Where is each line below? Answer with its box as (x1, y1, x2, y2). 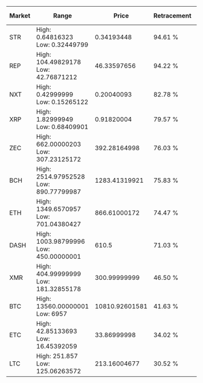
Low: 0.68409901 (36, 123, 89, 131)
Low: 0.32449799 (36, 40, 89, 49)
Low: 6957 (36, 310, 68, 318)
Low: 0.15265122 (36, 98, 89, 106)
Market (9, 11, 31, 20)
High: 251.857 (36, 352, 79, 360)
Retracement (153, 11, 192, 20)
